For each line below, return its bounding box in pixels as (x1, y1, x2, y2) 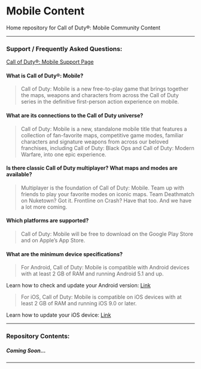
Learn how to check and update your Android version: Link (6, 282, 151, 289)
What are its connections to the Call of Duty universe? (6, 112, 144, 119)
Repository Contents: (6, 332, 70, 340)
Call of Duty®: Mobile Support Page (6, 58, 94, 65)
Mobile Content (6, 4, 85, 18)
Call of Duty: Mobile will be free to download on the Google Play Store (20, 230, 193, 238)
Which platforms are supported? (6, 217, 89, 224)
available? (6, 171, 32, 178)
